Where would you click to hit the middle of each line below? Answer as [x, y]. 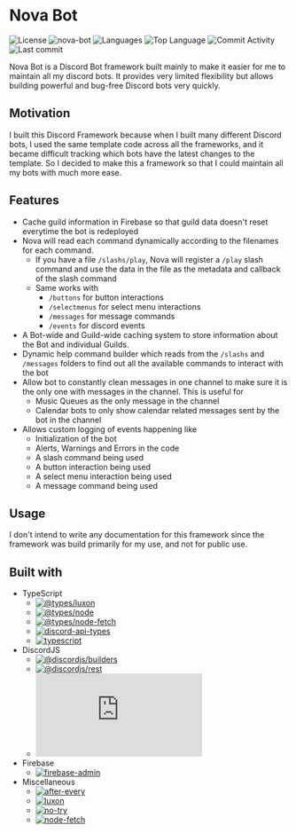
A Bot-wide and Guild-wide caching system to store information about [150, 334]
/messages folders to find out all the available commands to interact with [152, 363]
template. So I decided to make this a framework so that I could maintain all [146, 163]
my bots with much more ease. [66, 172]
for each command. [58, 250]
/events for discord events [97, 326]
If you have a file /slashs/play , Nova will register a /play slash [149, 259]
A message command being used [96, 485]
